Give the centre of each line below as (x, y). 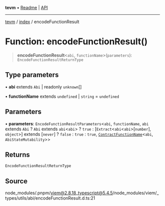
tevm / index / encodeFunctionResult (42, 22)
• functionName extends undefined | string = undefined (62, 96)
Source (16, 181)
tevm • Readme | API (27, 8)
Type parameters (32, 75)
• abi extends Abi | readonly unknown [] (43, 87)
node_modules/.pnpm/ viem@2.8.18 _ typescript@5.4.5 (59, 193)
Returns (18, 155)
